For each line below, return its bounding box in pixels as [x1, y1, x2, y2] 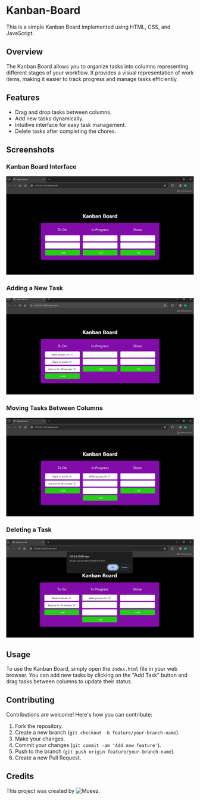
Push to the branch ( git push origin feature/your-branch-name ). [14, 748, 176, 755]
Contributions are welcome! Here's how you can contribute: [6, 711, 153, 718]
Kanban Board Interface [6, 162, 77, 170]
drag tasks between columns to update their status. [6, 678, 133, 685]
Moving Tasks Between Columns [6, 404, 103, 412]
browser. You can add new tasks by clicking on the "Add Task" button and [6, 671, 187, 678]
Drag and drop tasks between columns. [14, 108, 112, 116]
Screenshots [6, 144, 55, 155]
